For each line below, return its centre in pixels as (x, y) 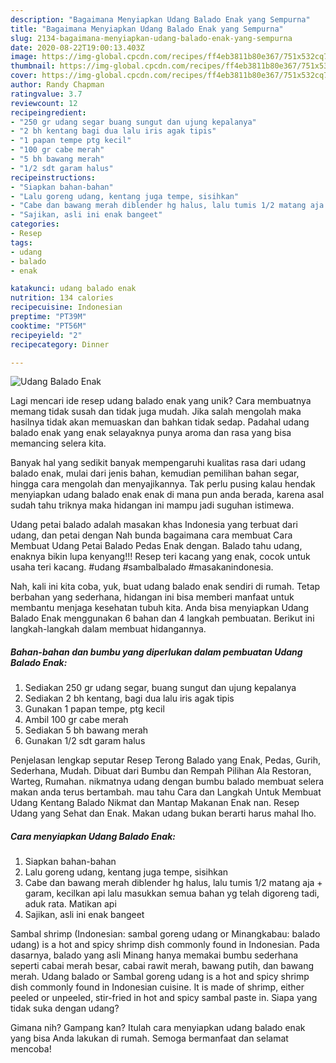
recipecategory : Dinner (60, 344)
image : (24, 57)
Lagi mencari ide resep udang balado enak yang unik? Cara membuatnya (161, 401)
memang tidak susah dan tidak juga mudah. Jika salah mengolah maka (156, 412)
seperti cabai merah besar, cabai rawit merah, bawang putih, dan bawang (162, 966)
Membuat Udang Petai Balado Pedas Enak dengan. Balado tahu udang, (156, 546)
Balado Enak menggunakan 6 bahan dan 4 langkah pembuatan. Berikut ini (162, 618)
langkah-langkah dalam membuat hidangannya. (108, 629)
